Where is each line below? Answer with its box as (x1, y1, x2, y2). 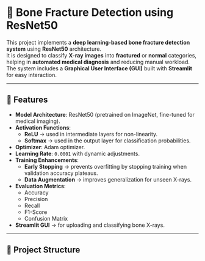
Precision (24, 195, 48, 202)
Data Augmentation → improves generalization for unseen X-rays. (24, 175, 192, 183)
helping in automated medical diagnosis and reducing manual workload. (6, 58, 190, 65)
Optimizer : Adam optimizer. (15, 143, 85, 150)
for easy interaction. (6, 71, 57, 78)
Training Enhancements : (15, 156, 79, 164)
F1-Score (24, 208, 48, 216)
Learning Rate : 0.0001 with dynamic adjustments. (15, 150, 140, 157)
